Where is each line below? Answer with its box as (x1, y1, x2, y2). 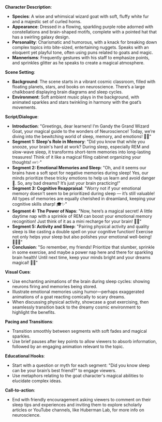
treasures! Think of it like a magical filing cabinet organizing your (12, 154, 141, 160)
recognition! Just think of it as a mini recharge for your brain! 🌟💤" (12, 218, 142, 224)
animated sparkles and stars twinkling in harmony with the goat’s (12, 99, 142, 105)
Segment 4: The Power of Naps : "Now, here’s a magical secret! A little (12, 208, 153, 214)
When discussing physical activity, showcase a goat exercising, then (12, 299, 149, 305)
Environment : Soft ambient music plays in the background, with (12, 94, 139, 100)
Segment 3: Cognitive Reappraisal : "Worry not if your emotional (12, 185, 141, 191)
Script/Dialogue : (5, 114, 39, 119)
